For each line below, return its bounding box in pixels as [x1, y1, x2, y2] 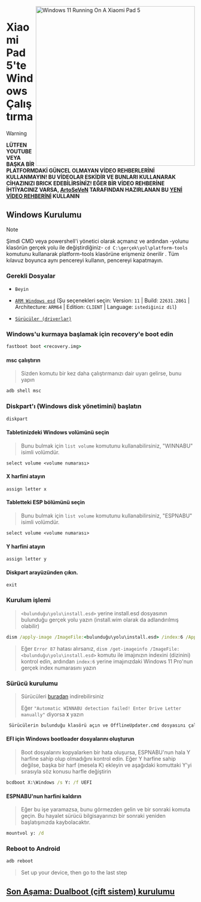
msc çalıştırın [6, 356, 41, 364]
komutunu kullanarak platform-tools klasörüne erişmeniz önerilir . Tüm [6, 250, 179, 257]
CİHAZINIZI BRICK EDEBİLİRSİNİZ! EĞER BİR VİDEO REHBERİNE [6, 180, 165, 187]
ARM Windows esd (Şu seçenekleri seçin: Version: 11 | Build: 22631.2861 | [14, 297, 190, 304]
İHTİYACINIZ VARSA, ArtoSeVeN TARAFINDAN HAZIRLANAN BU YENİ [6, 186, 182, 193]
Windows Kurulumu [6, 210, 82, 220]
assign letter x [6, 486, 47, 492]
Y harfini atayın [6, 543, 45, 550]
